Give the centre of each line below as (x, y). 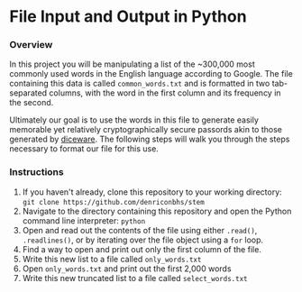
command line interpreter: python (84, 220)
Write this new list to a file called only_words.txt (112, 259)
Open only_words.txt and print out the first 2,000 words (127, 269)
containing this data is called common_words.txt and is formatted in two (140, 84)
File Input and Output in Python (128, 17)
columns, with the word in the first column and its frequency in (165, 93)
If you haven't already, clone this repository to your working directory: (152, 192)
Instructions (37, 172)
